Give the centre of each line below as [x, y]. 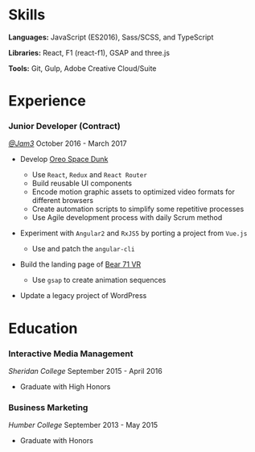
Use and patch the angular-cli [83, 249]
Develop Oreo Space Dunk [64, 160]
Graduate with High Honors [65, 386]
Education [43, 328]
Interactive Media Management [71, 354]
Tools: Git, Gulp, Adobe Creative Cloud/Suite [82, 68]
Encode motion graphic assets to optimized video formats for [133, 192]
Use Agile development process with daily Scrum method [127, 218]
